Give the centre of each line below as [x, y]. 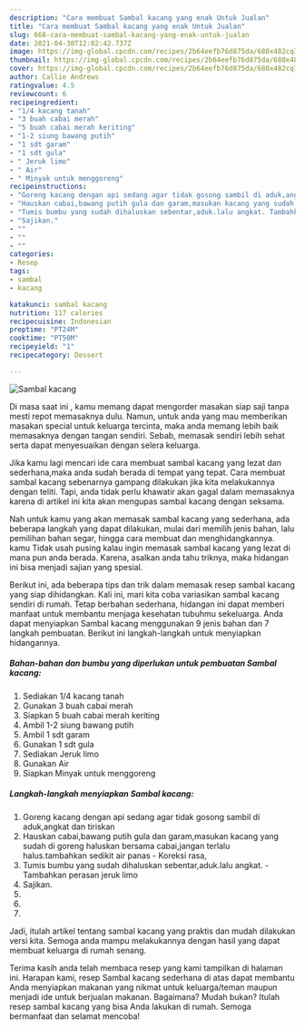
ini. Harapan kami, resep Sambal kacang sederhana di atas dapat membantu [152, 977]
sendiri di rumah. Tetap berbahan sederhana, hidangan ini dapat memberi [147, 604]
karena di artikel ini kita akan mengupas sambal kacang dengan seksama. [147, 501]
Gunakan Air [46, 763]
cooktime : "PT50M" [44, 338]
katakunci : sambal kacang [58, 304]
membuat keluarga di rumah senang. [78, 950]
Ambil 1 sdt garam [56, 734]
